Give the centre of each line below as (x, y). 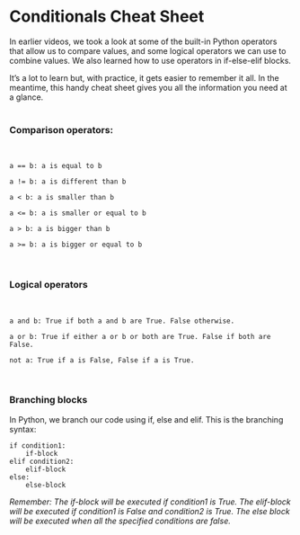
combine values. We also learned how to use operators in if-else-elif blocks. (150, 60)
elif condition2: (42, 461)
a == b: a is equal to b (56, 166)
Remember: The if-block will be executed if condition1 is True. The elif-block (150, 502)
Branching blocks (49, 400)
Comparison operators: (62, 129)
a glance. (26, 97)
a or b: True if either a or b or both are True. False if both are (140, 336)
